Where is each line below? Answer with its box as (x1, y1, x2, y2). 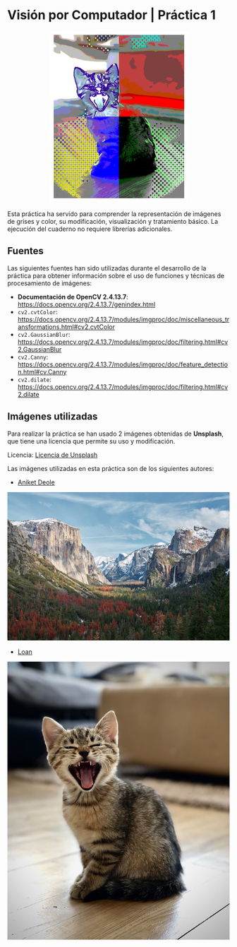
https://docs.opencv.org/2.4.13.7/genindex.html (17, 300, 156, 309)
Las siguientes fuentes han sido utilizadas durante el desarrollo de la (7, 263, 207, 272)
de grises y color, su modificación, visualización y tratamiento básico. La (7, 217, 219, 225)
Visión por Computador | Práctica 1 (7, 7, 217, 23)
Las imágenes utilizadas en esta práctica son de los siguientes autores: (7, 464, 214, 472)
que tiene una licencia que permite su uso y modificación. (7, 436, 176, 445)
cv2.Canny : (17, 352, 49, 361)
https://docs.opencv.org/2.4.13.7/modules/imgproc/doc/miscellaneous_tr (17, 315, 230, 323)
